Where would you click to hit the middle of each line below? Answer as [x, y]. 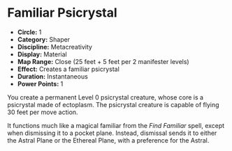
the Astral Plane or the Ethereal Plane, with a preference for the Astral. [108, 140]
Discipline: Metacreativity [55, 47]
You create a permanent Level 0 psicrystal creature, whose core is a [106, 97]
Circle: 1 [29, 32]
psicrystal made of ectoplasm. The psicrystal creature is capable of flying [113, 104]
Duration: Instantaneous [53, 76]
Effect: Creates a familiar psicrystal [68, 69]
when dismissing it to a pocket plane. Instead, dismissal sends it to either [112, 133]
